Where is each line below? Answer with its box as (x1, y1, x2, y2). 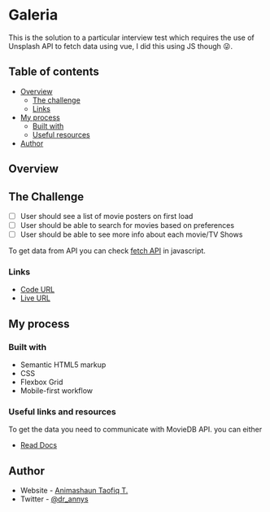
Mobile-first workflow (20, 386, 94, 396)
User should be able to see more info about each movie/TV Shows (20, 230, 243, 239)
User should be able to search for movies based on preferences (20, 221, 234, 230)
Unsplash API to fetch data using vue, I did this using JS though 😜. (8, 41, 233, 50)
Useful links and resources (8, 406, 116, 418)
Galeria (8, 6, 59, 24)
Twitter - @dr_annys (20, 494, 89, 504)
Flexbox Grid (20, 377, 63, 387)
